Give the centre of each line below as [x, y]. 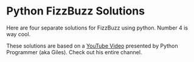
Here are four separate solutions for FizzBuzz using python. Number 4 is [97, 28]
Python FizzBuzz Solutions [75, 11]
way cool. [19, 34]
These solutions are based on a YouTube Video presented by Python [92, 46]
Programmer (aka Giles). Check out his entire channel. [74, 52]
